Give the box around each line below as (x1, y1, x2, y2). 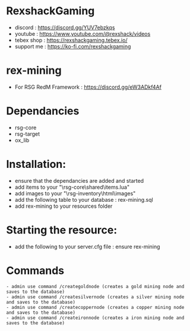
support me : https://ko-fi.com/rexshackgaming (14, 43, 131, 50)
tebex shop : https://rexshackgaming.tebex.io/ (14, 36, 128, 43)
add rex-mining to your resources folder (14, 202, 113, 210)
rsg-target (14, 130, 40, 138)
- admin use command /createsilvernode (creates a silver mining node (6, 293, 185, 300)
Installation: (6, 158, 66, 171)
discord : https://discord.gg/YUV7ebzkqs (14, 24, 115, 31)
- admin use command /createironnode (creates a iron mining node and (6, 314, 185, 321)
